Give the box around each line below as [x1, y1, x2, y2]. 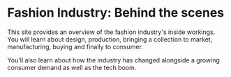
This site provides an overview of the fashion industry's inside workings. [7, 28, 216, 36]
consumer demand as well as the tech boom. [7, 63, 137, 71]
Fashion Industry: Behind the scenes [7, 5, 225, 21]
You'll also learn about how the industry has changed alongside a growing [7, 55, 220, 64]
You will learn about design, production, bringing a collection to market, [7, 35, 213, 43]
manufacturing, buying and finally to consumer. [7, 42, 143, 51]
